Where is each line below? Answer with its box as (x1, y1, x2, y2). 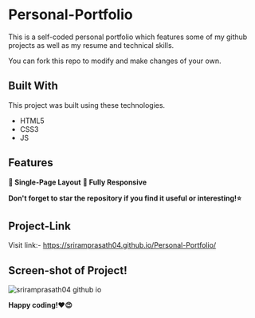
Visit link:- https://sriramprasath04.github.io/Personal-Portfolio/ (8, 240, 217, 250)
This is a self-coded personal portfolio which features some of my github (8, 32, 248, 42)
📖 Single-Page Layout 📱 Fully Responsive (8, 177, 147, 187)
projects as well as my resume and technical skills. (8, 40, 175, 50)
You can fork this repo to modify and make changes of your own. (8, 56, 222, 66)
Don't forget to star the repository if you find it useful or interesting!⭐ (8, 193, 242, 203)
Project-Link (8, 219, 72, 233)
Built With (8, 79, 58, 93)
